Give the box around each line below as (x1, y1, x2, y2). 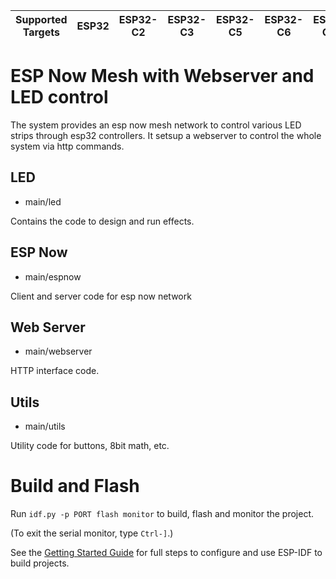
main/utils (24, 420, 66, 433)
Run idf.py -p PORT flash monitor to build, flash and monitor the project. (10, 508, 315, 520)
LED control (10, 86, 109, 109)
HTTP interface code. (10, 365, 100, 377)
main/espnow (24, 270, 82, 283)
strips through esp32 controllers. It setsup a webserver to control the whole (10, 129, 322, 141)
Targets (22, 25, 60, 39)
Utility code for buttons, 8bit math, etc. (10, 440, 170, 452)
